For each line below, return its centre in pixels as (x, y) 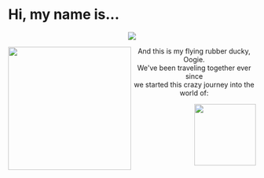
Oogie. (194, 59)
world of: (194, 93)
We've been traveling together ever (194, 68)
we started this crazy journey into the (194, 84)
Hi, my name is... (64, 15)
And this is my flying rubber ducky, (194, 51)
